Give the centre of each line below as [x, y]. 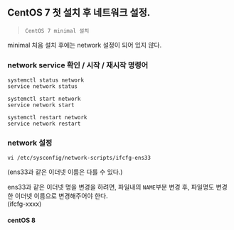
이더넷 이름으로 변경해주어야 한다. [61, 196]
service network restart [44, 124]
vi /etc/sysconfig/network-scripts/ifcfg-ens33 [79, 158]
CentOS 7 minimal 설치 [57, 31]
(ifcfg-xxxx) [25, 204]
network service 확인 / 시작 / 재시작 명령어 [78, 65]
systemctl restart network [47, 118]
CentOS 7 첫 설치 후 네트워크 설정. [79, 13]
